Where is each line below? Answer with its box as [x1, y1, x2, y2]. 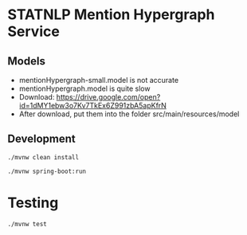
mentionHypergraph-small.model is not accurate [18, 76, 179, 84]
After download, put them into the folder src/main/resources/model [18, 109, 240, 119]
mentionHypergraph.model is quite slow [18, 84, 151, 93]
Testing [7, 194, 59, 212]
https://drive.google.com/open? [56, 92, 161, 101]
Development [7, 132, 76, 146]
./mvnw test [7, 220, 47, 228]
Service [7, 22, 61, 41]
